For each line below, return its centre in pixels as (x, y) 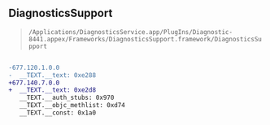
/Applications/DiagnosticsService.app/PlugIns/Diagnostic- (131, 32)
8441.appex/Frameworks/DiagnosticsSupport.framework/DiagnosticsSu (145, 39)
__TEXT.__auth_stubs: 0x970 (67, 98)
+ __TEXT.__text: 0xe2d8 (52, 90)
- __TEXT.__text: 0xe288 (52, 75)
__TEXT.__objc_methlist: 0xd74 (72, 106)
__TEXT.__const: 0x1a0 (57, 113)
